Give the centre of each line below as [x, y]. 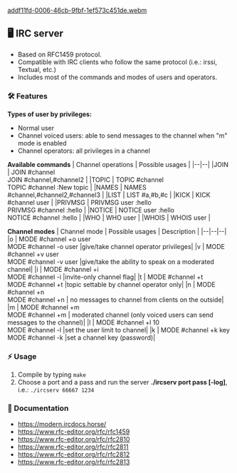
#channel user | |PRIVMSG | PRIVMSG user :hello [79, 203]
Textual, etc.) [37, 69]
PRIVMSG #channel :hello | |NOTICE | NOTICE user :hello [91, 210]
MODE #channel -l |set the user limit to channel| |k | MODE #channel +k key [118, 330]
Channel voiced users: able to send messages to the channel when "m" [122, 136]
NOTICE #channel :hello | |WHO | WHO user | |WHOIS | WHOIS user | [109, 218]
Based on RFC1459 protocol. [59, 54]
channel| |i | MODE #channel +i [53, 270]
